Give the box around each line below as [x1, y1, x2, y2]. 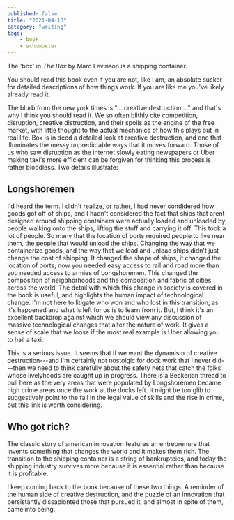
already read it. [7, 90, 51, 98]
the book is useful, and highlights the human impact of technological [7, 290, 204, 299]
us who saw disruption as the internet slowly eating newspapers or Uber [7, 148, 215, 156]
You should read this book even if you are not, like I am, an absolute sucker [7, 75, 223, 84]
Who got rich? [7, 421, 70, 433]
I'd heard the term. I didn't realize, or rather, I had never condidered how [7, 202, 214, 210]
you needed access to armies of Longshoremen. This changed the [7, 268, 198, 276]
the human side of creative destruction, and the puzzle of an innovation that [7, 490, 225, 498]
